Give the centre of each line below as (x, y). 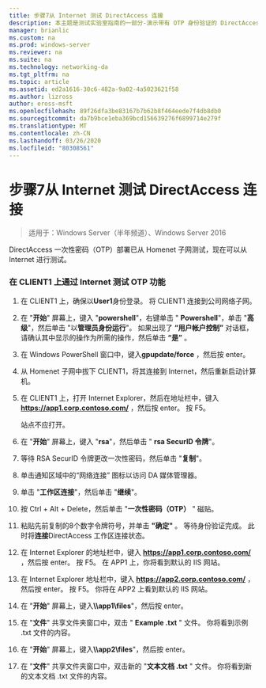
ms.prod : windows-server (50, 45)
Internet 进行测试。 (40, 260)
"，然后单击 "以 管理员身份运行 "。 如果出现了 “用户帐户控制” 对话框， (140, 327)
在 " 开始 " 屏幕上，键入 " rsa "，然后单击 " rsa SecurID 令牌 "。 (120, 441)
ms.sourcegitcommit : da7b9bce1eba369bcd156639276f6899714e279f (115, 119)
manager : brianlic (39, 30)
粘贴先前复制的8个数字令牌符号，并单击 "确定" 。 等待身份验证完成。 (133, 525)
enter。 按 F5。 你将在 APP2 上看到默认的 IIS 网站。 (127, 589)
